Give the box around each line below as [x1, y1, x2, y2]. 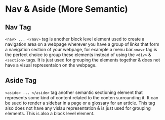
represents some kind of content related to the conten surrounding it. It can [5, 94, 159, 100]
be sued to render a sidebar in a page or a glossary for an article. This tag [5, 100, 156, 106]
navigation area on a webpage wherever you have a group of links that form [5, 41, 160, 47]
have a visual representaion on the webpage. [5, 62, 97, 68]
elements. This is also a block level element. [5, 110, 95, 116]
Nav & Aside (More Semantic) [5, 3, 128, 15]
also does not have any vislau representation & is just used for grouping [5, 105, 151, 111]
